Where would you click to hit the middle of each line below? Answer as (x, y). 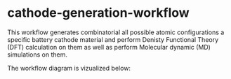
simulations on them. (38, 55)
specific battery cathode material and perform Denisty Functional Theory (113, 39)
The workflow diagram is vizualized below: (69, 68)
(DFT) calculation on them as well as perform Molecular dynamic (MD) (109, 47)
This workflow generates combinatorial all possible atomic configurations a (116, 32)
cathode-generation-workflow (98, 13)
